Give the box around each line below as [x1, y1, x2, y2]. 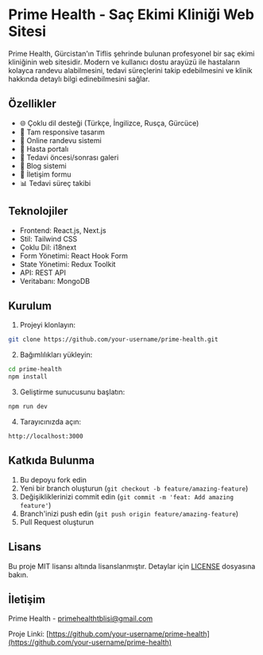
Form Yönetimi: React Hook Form [19, 250, 129, 260]
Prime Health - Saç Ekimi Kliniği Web [8, 6, 254, 24]
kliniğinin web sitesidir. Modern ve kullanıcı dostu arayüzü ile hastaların [8, 57, 241, 67]
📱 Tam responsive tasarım [19, 127, 106, 137]
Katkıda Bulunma [8, 454, 95, 467]
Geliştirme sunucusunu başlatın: [19, 387, 126, 397]
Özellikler [8, 97, 57, 110]
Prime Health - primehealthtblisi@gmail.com [8, 614, 153, 623]
